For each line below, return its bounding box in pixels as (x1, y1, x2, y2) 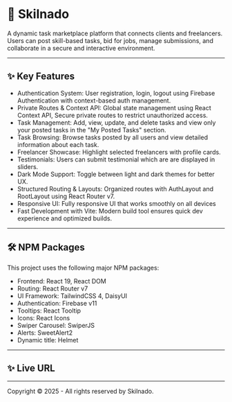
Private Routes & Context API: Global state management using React (17, 103, 212, 112)
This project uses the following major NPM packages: (7, 263, 159, 272)
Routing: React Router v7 (17, 284, 88, 292)
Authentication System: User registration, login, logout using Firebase (17, 89, 215, 97)
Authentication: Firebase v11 (17, 299, 97, 307)
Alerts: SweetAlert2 (17, 329, 73, 337)
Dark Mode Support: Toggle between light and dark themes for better (17, 170, 215, 178)
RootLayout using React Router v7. (17, 192, 115, 200)
